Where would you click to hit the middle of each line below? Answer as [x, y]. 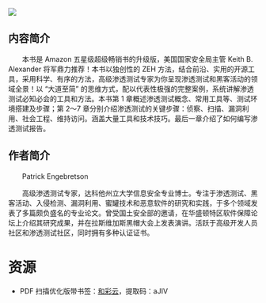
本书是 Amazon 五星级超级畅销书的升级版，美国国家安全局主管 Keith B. [137, 59]
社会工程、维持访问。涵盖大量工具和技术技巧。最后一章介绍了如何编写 [136, 118]
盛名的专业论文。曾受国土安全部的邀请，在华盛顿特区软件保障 [150, 213]
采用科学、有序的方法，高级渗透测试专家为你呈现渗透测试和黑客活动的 [136, 78]
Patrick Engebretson [55, 176]
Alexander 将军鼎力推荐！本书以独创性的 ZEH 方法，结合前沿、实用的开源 [128, 69]
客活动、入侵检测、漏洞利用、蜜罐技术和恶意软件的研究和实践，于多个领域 [129, 203]
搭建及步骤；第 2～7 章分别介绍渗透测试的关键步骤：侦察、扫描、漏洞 [129, 108]
